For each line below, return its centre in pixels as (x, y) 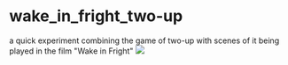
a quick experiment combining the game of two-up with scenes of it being (144, 40)
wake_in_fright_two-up (96, 16)
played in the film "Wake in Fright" (71, 51)
